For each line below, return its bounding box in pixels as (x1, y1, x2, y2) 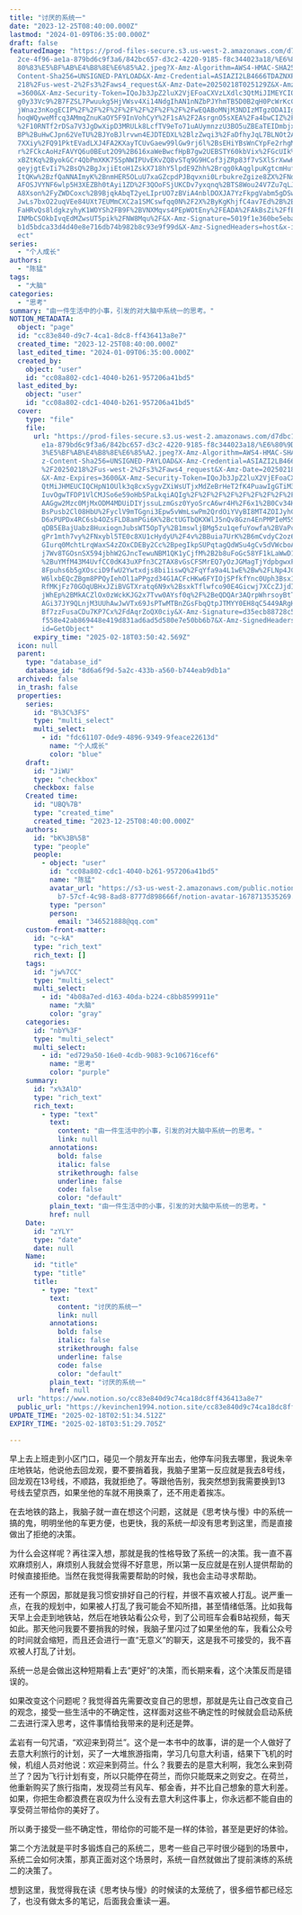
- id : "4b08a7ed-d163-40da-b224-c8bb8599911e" (41, 992, 219, 1002)
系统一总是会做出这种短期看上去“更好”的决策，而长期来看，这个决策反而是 (9, 1665, 285, 1676)
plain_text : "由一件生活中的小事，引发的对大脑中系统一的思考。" (49, 1202, 267, 1211)
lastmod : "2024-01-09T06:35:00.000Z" (9, 30, 151, 39)
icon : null (17, 641, 58, 650)
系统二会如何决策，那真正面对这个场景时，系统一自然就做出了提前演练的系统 (9, 1854, 293, 1865)
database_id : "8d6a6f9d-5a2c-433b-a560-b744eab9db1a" (25, 666, 231, 675)
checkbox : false (32, 783, 94, 792)
